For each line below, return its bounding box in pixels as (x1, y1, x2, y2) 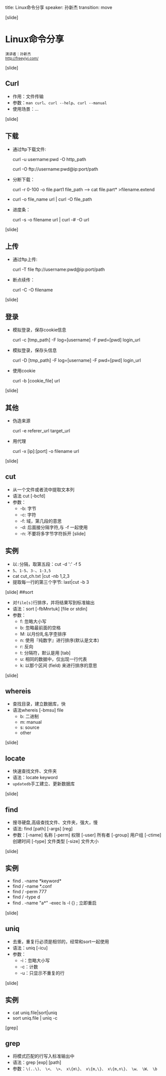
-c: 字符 (20, 511, 37, 517)
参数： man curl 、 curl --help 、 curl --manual (12, 100, 107, 106)
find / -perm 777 (12, 888, 47, 894)
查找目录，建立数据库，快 (12, 701, 66, 707)
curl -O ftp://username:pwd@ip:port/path (12, 166, 98, 172)
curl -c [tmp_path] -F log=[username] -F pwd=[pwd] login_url (12, 337, 141, 343)
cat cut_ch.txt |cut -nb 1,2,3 (12, 573, 70, 579)
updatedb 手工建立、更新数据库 (12, 781, 75, 787)
